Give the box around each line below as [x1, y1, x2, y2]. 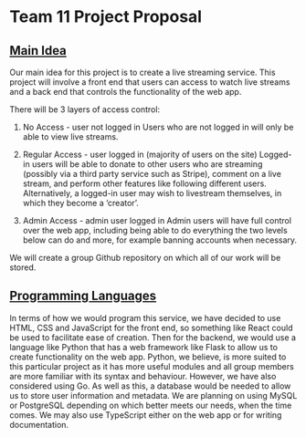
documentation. [9, 419, 69, 430]
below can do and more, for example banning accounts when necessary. [22, 234, 298, 245]
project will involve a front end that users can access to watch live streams [9, 77, 290, 88]
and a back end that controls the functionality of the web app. [9, 87, 242, 97]
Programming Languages [9, 288, 157, 304]
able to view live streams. [22, 131, 119, 142]
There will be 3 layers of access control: [9, 104, 161, 115]
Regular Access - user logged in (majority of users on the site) [22, 149, 258, 160]
